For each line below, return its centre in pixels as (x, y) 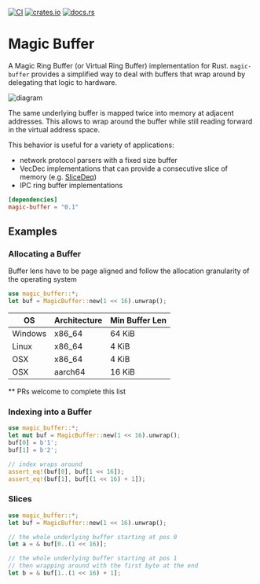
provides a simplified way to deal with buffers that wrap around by (138, 74)
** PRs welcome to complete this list (67, 392)
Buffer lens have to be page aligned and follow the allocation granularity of (129, 271)
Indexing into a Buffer (50, 412)
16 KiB (123, 372)
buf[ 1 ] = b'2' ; (33, 450)
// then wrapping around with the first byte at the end (103, 566)
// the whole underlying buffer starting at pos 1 (93, 559)
